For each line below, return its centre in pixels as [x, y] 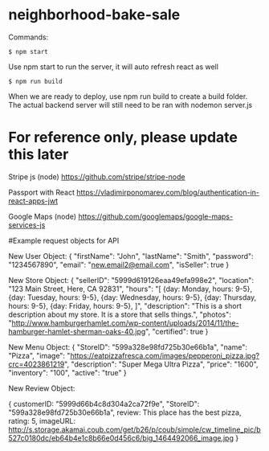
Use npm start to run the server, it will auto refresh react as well [114, 67]
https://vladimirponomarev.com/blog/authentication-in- [167, 192]
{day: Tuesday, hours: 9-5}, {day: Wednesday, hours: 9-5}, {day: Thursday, [132, 297]
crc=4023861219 [37, 364]
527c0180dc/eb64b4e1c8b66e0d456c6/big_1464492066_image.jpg [121, 438]
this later [39, 155]
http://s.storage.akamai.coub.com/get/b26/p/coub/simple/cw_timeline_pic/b [134, 429]
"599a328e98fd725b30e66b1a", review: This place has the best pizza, [125, 412]
